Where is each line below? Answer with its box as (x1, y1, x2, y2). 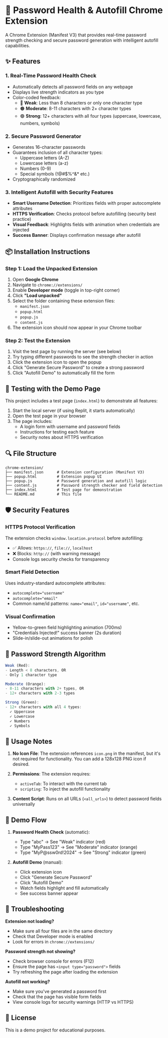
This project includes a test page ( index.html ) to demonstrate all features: (5, 398, 158, 404)
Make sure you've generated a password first (12, 988, 107, 994)
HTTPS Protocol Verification (5, 524, 76, 531)
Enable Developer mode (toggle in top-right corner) (12, 287, 120, 293)
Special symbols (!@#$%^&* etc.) (20, 170, 90, 177)
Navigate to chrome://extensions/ (12, 282, 83, 288)
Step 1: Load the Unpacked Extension (5, 265, 98, 272)
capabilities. (5, 42, 30, 48)
